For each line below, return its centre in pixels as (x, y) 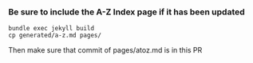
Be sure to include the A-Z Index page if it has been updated (126, 12)
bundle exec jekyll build (51, 29)
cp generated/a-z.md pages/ (55, 35)
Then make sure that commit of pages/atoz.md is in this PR (105, 50)
